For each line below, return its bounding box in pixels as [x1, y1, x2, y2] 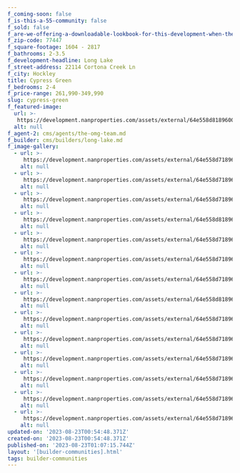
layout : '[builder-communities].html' [7, 448, 123, 455]
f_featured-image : [7, 103, 62, 111]
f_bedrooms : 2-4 [7, 83, 56, 91]
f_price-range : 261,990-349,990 [7, 90, 104, 97]
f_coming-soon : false [7, 10, 72, 18]
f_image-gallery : [7, 143, 59, 151]
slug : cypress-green [7, 97, 69, 104]
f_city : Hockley [7, 70, 56, 77]
